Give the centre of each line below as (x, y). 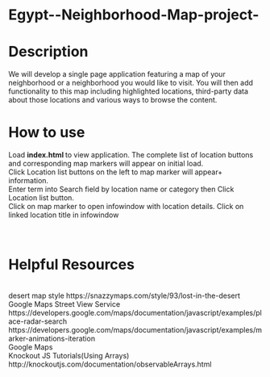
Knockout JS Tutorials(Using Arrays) (69, 356)
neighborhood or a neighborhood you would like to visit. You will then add (131, 83)
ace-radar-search (38, 321)
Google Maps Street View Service (64, 304)
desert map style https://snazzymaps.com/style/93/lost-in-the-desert (124, 295)
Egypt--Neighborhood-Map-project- (134, 15)
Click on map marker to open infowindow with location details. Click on (126, 207)
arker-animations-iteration (52, 338)
